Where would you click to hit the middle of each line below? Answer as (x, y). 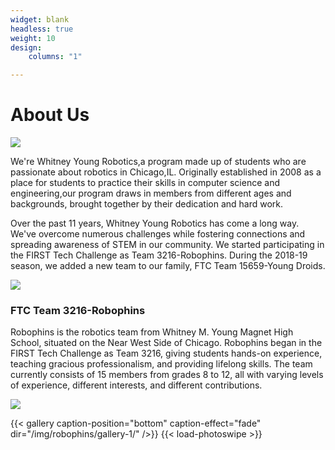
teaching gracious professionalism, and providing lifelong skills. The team (161, 364)
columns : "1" (55, 57)
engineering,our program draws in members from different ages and (151, 193)
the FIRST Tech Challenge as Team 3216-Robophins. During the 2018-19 (159, 255)
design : (26, 47)
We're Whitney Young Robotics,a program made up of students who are (158, 162)
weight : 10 (33, 38)
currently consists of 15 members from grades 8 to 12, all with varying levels (167, 375)
